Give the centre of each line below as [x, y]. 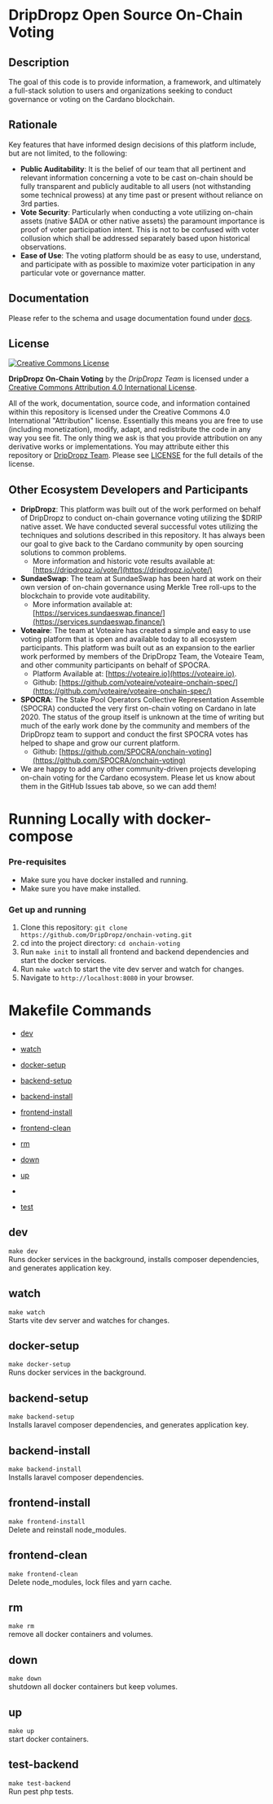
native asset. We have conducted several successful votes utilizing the [139, 526]
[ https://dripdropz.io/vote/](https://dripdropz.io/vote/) [123, 570]
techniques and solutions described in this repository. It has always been [143, 535]
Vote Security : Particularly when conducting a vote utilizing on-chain [136, 212]
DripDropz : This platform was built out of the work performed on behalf [141, 509]
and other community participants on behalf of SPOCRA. [115, 665]
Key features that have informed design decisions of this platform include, [132, 144]
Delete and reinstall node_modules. [68, 1529]
